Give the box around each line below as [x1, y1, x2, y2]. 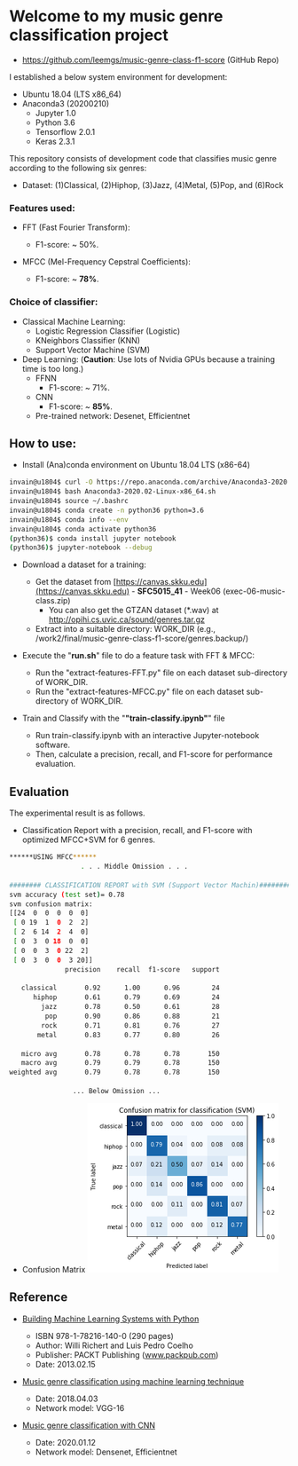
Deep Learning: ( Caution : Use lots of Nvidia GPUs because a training [21, 353, 275, 365]
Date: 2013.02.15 [35, 1359, 96, 1369]
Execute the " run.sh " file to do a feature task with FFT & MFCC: [21, 650, 255, 661]
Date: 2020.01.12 [35, 1437, 96, 1447]
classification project [9, 25, 169, 45]
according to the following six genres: [9, 162, 147, 173]
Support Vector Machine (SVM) [35, 344, 151, 355]
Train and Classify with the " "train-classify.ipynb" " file [21, 713, 225, 724]
